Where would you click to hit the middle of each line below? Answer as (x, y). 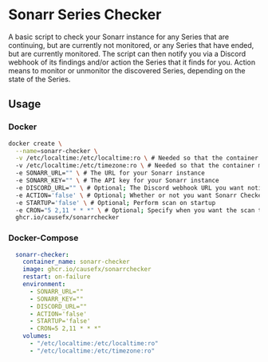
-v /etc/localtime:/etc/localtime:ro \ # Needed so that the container (137, 158)
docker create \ (35, 144)
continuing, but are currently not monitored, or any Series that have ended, (131, 45)
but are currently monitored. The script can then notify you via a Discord (127, 53)
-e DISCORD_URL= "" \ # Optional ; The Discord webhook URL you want (130, 188)
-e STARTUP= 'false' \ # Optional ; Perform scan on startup (116, 203)
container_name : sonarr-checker (76, 262)
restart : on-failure (57, 277)
